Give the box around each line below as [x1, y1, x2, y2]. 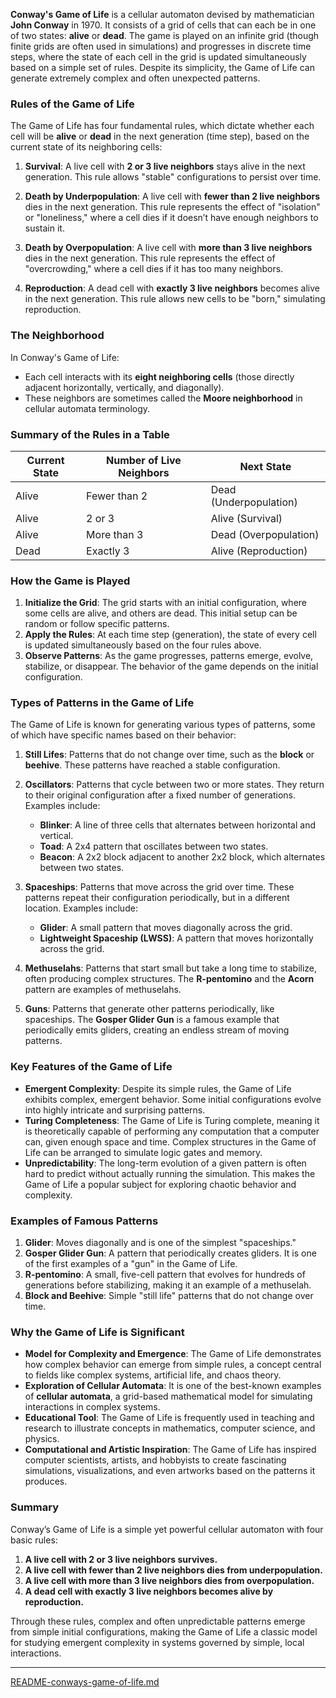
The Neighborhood [10, 329, 105, 343]
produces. [24, 1475, 68, 1488]
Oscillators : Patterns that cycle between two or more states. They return [24, 779, 325, 791]
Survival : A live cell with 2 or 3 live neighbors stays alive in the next [24, 160, 306, 173]
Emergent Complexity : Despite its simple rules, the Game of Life [24, 1082, 292, 1094]
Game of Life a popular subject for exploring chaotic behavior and [24, 1178, 297, 1190]
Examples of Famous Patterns [10, 1214, 159, 1228]
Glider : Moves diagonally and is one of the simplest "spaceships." [24, 1237, 297, 1249]
